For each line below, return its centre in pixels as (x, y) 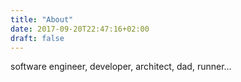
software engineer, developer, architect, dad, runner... (121, 67)
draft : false (37, 38)
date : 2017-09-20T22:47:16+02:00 (80, 29)
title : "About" (42, 19)
